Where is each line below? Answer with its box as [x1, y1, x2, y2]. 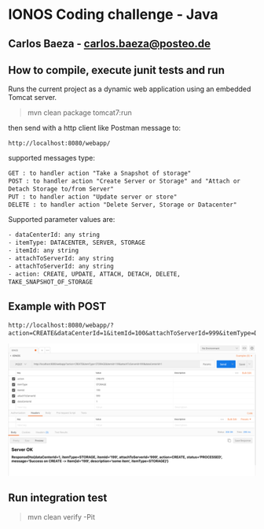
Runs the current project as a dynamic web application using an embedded [8, 84, 251, 94]
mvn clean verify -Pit [27, 512, 96, 521]
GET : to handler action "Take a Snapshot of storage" [8, 169, 192, 178]
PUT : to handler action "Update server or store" [8, 193, 178, 202]
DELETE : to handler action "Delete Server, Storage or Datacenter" [8, 201, 237, 209]
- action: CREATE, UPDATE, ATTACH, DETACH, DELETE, [8, 270, 181, 279]
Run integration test [8, 491, 108, 505]
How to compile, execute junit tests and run [8, 63, 225, 76]
